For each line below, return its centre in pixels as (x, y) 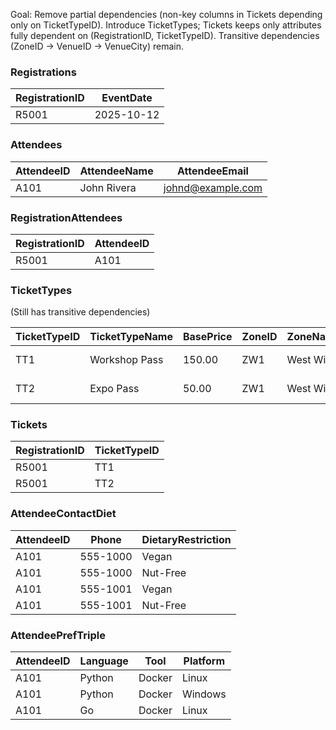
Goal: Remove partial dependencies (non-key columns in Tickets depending (166, 14)
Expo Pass (114, 389)
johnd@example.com (213, 187)
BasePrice (207, 337)
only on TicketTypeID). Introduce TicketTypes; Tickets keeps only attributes (166, 25)
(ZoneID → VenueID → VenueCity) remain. (97, 46)
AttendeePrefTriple (58, 635)
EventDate (127, 98)
